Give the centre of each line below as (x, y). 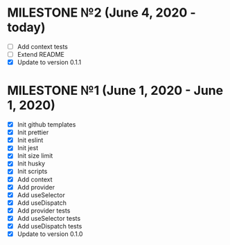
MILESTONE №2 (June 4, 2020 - (101, 13)
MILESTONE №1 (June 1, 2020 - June (115, 91)
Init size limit (35, 156)
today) (26, 27)
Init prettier (33, 132)
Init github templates (46, 125)
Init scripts (32, 172)
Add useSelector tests (49, 218)
